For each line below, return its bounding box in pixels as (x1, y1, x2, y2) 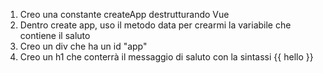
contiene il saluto (19, 30, 91, 41)
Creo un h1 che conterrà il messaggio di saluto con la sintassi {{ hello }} (19, 51, 314, 63)
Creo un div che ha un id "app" (19, 40, 148, 52)
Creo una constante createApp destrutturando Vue (19, 9, 230, 20)
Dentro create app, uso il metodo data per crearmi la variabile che (19, 19, 292, 31)
